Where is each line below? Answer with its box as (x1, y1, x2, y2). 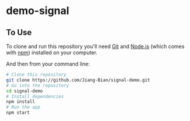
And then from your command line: (6, 60, 90, 67)
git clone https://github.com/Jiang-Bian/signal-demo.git (6, 77, 150, 83)
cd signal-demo (6, 88, 43, 94)
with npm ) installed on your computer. (6, 49, 98, 56)
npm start (6, 110, 30, 116)
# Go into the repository (6, 82, 69, 88)
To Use (6, 27, 32, 37)
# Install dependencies (6, 94, 64, 99)
